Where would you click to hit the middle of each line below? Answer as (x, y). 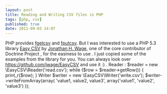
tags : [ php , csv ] (24, 19)
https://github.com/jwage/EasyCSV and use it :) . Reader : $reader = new (82, 65)
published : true (22, 24)
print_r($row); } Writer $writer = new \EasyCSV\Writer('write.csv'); (75, 75)
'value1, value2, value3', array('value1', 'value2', (105, 81)
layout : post (19, 10)
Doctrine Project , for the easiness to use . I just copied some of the (76, 54)
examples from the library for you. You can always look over (68, 59)
